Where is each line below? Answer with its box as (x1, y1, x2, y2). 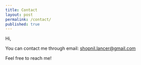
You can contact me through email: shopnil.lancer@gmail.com (5, 45, 136, 51)
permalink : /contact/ (5, 17, 52, 22)
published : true (5, 21, 40, 27)
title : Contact (5, 7, 38, 13)
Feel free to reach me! (5, 55, 52, 61)
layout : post (5, 12, 33, 17)
